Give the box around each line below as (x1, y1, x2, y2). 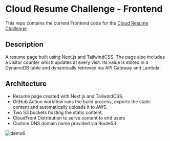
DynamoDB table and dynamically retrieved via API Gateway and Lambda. (5, 64, 161, 70)
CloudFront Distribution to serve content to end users (12, 114, 125, 121)
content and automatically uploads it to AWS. (12, 104, 108, 110)
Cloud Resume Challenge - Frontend (5, 3, 163, 15)
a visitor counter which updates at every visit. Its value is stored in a (5, 59, 148, 65)
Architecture (5, 80, 47, 88)
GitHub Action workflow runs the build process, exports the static (12, 98, 151, 105)
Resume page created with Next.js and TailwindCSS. (12, 93, 124, 99)
